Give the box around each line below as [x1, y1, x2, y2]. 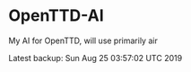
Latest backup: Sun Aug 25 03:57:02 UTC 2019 [8, 52, 183, 63]
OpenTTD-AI [8, 5, 104, 26]
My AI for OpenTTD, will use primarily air [8, 35, 158, 46]
